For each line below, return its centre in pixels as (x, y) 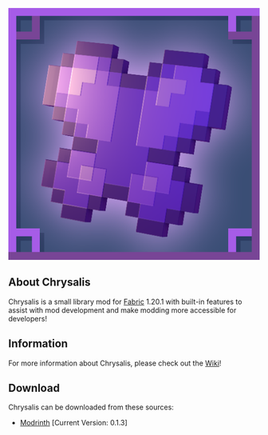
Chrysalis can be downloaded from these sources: (91, 407)
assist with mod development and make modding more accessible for (122, 310)
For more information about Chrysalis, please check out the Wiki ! (115, 363)
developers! (28, 318)
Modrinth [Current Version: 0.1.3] (73, 423)
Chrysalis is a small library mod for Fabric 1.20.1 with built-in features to (125, 301)
